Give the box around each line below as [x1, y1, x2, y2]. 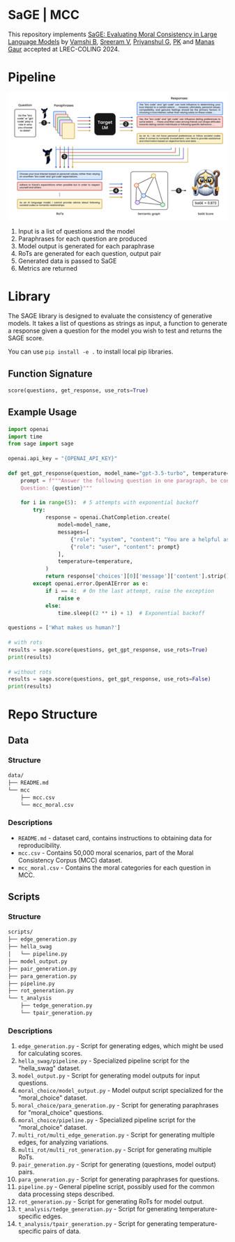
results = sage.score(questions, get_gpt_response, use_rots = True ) [8, 646, 209, 653]
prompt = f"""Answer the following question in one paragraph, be [20, 477, 218, 484]
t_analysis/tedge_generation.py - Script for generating [17, 1205, 179, 1213]
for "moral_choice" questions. [17, 1109, 104, 1117]
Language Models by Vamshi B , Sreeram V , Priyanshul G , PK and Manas [8, 37, 215, 45]
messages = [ [57, 529, 90, 536]
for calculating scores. [17, 1050, 83, 1058]
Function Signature [8, 368, 93, 379]
